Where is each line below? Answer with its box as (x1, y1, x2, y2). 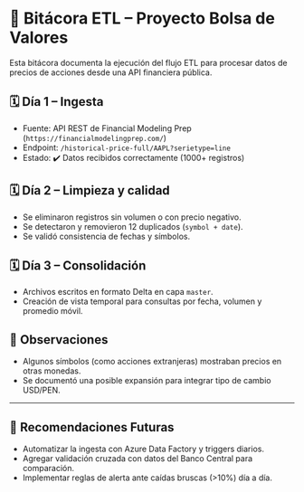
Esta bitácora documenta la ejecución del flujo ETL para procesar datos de (9, 57, 288, 68)
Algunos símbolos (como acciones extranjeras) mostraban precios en (22, 356, 282, 367)
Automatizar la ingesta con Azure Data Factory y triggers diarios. (22, 443, 265, 454)
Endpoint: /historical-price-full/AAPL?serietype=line (22, 142, 231, 153)
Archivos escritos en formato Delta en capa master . (22, 287, 214, 298)
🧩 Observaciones (9, 332, 109, 347)
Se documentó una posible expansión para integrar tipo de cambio (22, 375, 271, 386)
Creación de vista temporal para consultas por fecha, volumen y (22, 296, 262, 307)
